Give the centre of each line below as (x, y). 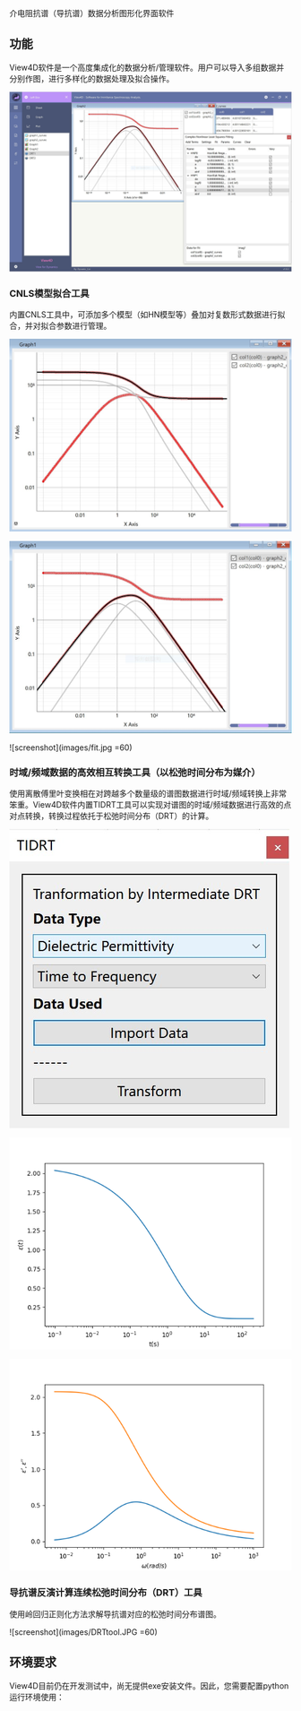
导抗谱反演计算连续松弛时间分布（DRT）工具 (106, 1593)
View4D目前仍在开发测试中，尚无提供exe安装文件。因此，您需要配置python (149, 1685)
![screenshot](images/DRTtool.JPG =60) (84, 1632)
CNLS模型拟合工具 (49, 293)
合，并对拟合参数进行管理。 (60, 326)
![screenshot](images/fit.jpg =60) (71, 747)
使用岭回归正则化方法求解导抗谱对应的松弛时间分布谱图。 (115, 1614)
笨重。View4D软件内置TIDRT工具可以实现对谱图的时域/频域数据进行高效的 (146, 805)
